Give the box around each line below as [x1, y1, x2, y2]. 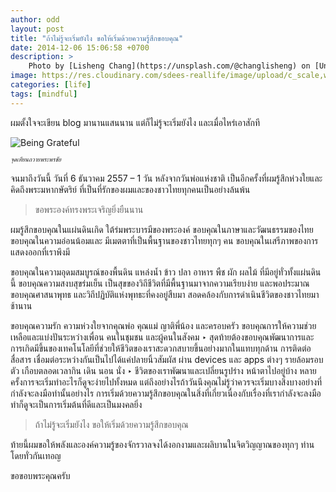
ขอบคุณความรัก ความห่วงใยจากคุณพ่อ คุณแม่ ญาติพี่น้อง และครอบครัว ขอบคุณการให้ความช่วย [10, 319, 317, 331]
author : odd [10, 14, 60, 25]
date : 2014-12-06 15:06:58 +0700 [10, 42, 150, 53]
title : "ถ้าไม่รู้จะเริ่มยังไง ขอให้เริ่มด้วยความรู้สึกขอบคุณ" [10, 33, 184, 43]
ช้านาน [10, 299, 33, 311]
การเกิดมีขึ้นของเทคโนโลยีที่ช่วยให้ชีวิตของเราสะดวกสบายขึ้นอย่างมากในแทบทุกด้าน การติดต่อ [10, 342, 312, 354]
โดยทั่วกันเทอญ [10, 449, 62, 461]
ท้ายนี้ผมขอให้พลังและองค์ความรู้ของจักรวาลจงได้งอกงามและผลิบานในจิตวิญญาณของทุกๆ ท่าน [10, 438, 315, 450]
